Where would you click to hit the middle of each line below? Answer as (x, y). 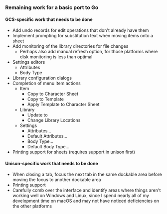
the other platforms (32, 206)
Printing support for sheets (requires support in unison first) (74, 152)
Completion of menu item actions (46, 83)
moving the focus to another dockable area (57, 180)
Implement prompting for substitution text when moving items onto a (83, 36)
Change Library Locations (54, 120)
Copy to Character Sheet (53, 94)
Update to (38, 115)
